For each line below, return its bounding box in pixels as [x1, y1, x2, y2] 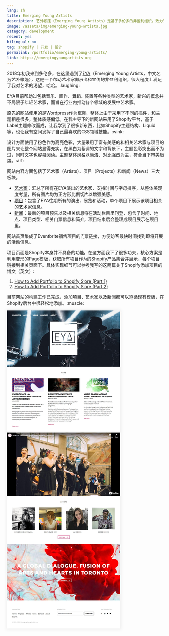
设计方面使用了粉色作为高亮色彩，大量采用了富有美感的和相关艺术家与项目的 [7, 139, 164, 145]
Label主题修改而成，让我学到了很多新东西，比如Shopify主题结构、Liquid [7, 122, 156, 128]
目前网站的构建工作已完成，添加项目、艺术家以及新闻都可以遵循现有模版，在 [7, 294, 164, 300]
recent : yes [7, 34, 32, 39]
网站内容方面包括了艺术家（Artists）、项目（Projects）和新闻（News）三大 [7, 168, 160, 174]
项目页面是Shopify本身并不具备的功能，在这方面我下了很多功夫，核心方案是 [7, 249, 163, 255]
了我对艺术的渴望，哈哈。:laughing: [7, 82, 80, 88]
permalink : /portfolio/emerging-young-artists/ [7, 50, 108, 55]
